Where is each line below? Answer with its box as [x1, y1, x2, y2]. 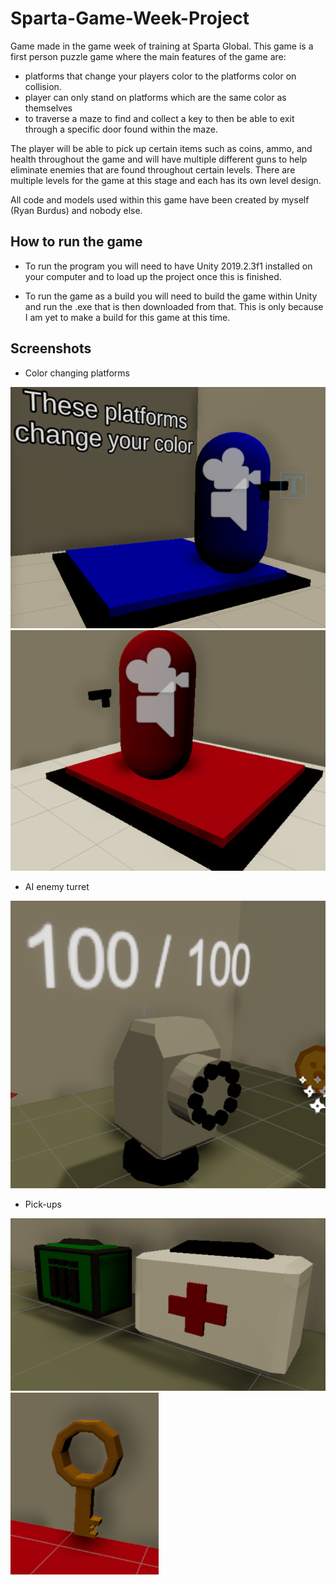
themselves [24, 102, 73, 114]
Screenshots [10, 340, 92, 357]
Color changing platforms [24, 367, 130, 379]
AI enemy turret [24, 881, 90, 893]
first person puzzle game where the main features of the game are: [10, 50, 287, 62]
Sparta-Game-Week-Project [10, 7, 250, 30]
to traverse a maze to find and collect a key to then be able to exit [24, 112, 295, 124]
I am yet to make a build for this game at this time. [24, 311, 231, 323]
